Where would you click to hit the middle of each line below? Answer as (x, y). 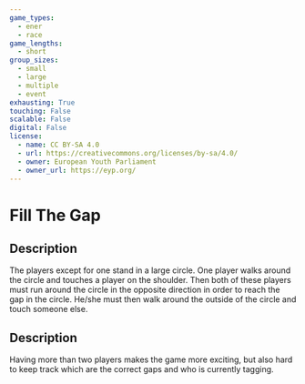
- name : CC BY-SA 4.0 (59, 145)
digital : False (38, 128)
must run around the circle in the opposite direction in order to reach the (145, 290)
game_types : (32, 18)
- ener (30, 26)
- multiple (38, 86)
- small (32, 69)
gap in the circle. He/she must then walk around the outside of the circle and (153, 299)
